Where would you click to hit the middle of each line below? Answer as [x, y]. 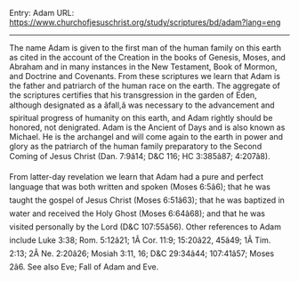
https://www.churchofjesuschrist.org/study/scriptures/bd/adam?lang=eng [145, 22]
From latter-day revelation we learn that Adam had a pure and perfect [137, 177]
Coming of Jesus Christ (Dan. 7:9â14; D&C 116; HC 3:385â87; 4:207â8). [140, 156]
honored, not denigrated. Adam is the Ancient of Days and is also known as [147, 127]
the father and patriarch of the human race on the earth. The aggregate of [145, 85]
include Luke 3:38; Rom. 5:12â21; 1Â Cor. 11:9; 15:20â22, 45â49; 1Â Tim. [140, 240]
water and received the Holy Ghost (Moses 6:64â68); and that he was [137, 213]
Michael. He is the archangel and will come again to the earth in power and [146, 136]
